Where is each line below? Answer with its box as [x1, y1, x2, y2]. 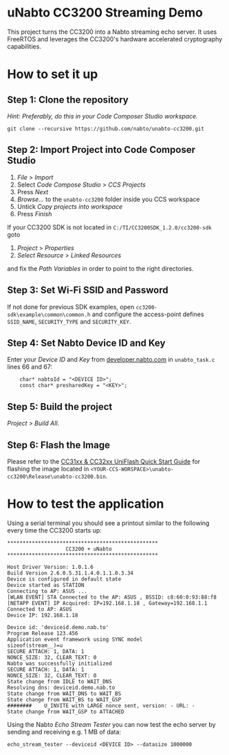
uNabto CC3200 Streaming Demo [7, 5, 204, 21]
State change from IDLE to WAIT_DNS [7, 678, 112, 685]
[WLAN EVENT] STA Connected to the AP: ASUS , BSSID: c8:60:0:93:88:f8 [7, 594, 217, 601]
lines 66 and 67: [7, 363, 53, 371]
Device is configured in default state [7, 575, 122, 583]
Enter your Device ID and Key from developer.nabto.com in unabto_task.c [7, 355, 215, 364]
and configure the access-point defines [91, 310, 204, 318]
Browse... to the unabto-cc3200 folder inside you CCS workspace [17, 195, 200, 203]
